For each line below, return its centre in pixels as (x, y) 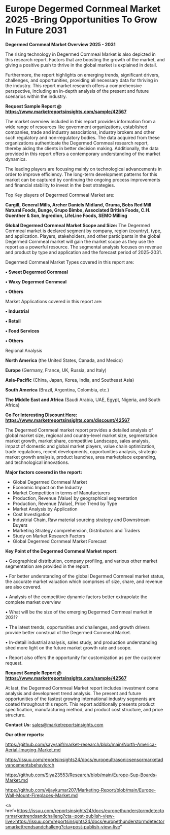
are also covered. (23, 587)
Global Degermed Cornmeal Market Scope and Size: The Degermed (78, 225)
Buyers (20, 525)
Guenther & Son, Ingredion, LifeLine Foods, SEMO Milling (66, 215)
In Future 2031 (36, 30)
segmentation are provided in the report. (47, 566)
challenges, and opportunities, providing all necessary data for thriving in (82, 80)
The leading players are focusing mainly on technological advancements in (83, 169)
